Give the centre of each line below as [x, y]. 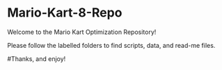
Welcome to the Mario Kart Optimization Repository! [82, 32]
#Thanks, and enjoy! [37, 59]
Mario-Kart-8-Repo [65, 13]
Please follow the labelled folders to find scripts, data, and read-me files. [111, 45]
